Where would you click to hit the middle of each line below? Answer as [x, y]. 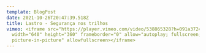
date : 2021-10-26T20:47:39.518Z [48, 18]
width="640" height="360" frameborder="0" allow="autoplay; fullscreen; [107, 35]
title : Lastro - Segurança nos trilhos [57, 23]
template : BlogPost [31, 12]
